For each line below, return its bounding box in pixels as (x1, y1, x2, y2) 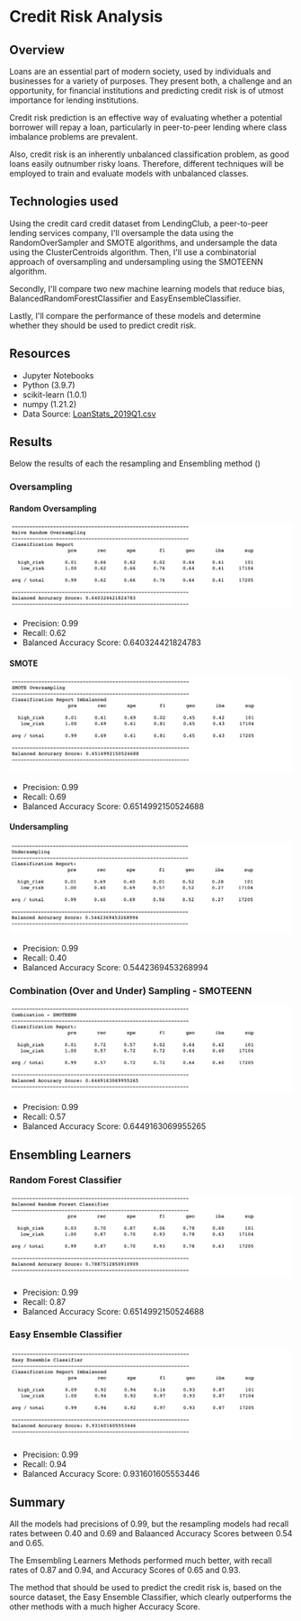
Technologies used (9, 194, 119, 209)
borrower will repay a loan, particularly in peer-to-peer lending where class (9, 122, 288, 132)
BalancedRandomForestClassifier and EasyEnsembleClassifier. (9, 293, 242, 304)
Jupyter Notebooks (22, 369, 94, 380)
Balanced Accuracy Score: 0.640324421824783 (22, 637, 202, 648)
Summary (9, 1494, 66, 1510)
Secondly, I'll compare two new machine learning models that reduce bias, (9, 283, 286, 294)
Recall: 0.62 (22, 628, 66, 639)
